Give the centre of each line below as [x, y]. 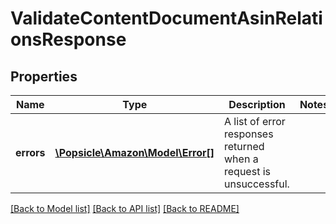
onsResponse [68, 39]
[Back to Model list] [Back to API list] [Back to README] [125, 208]
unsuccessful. [257, 184]
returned [244, 146]
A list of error [255, 121]
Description [257, 104]
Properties [44, 76]
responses [249, 134]
